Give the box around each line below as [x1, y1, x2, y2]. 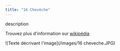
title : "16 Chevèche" [5, 7, 51, 12]
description [5, 21, 29, 27]
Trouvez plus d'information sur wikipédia [5, 30, 89, 36]
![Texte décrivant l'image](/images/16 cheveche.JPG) [5, 40, 115, 46]
